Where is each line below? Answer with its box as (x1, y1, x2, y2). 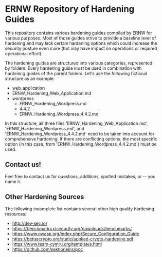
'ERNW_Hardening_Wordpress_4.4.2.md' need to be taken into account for (5, 131, 155, 137)
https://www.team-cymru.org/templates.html (12, 241, 102, 247)
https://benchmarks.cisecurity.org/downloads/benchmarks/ (12, 225, 132, 231)
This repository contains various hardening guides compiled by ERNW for (5, 30, 152, 36)
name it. (5, 178, 21, 184)
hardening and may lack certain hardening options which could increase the (5, 40, 157, 46)
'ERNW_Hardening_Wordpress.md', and (5, 125, 84, 131)
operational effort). (5, 50, 43, 57)
